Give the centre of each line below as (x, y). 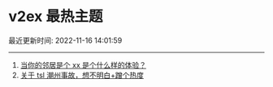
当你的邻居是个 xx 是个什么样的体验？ (83, 64)
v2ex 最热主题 (56, 17)
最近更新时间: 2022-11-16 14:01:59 (65, 40)
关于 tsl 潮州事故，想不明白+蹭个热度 (82, 75)
